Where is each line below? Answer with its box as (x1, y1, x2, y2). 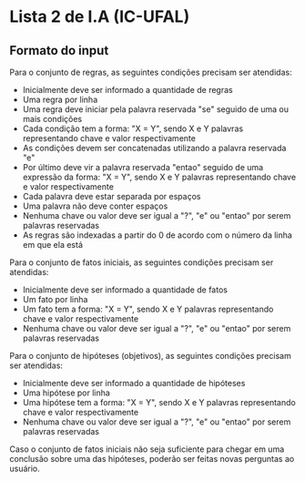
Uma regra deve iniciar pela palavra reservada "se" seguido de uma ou (22, 104, 290, 115)
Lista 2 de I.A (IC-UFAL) (9, 6, 190, 27)
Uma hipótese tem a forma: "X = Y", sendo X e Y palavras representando (22, 397, 296, 407)
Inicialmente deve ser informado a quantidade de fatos (22, 284, 228, 295)
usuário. (9, 463, 41, 474)
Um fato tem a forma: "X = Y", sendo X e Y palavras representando (22, 303, 274, 314)
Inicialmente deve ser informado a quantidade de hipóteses (22, 378, 246, 388)
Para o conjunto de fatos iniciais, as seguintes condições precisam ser (9, 257, 274, 268)
